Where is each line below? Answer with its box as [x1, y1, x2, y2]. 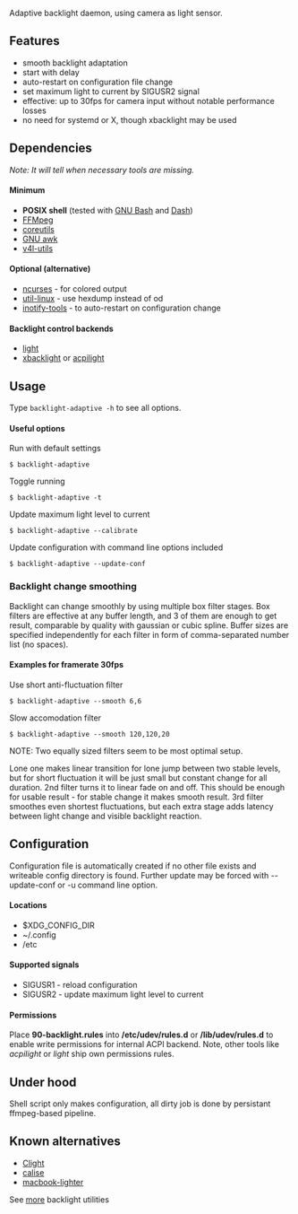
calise [21, 1166, 45, 1178]
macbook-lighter [21, 1176, 84, 1187]
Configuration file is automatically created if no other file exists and [9, 860, 257, 871]
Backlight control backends [9, 323, 114, 334]
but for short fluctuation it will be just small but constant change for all [9, 772, 268, 783]
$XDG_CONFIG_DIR [21, 920, 96, 930]
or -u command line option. [57, 879, 158, 890]
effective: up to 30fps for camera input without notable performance [21, 95, 275, 106]
